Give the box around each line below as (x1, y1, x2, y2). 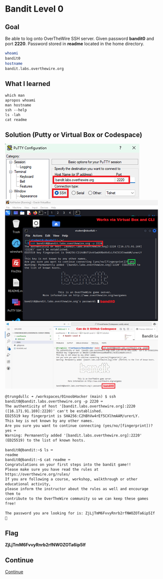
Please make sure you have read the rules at (5, 467, 98, 472)
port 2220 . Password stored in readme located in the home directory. (5, 41, 145, 47)
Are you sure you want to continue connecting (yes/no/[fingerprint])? (5, 423, 153, 428)
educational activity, (5, 482, 51, 487)
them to (5, 491, 21, 496)
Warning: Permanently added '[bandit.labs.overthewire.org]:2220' (5, 433, 142, 438)
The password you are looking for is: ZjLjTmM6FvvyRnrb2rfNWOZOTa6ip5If (5, 511, 155, 516)
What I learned (5, 79, 50, 88)
